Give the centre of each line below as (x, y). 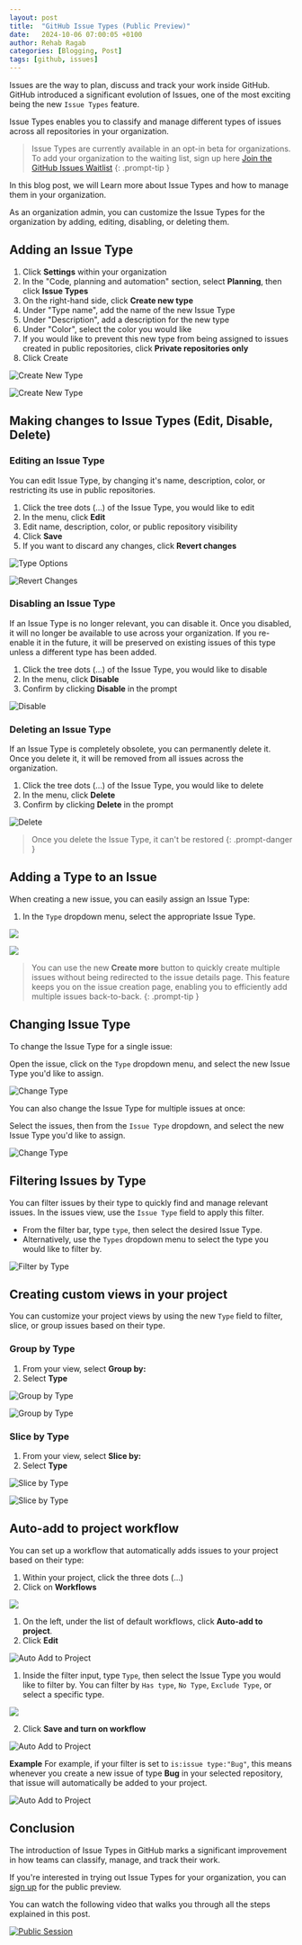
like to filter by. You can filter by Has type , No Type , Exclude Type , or (147, 1685)
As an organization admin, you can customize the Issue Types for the (137, 212)
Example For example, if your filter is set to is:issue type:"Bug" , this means (151, 1763)
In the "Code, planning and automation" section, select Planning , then (152, 281)
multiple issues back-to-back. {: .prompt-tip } (115, 996)
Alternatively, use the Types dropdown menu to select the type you (146, 1239)
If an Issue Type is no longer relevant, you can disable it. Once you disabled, (151, 623)
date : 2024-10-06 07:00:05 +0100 (76, 34)
